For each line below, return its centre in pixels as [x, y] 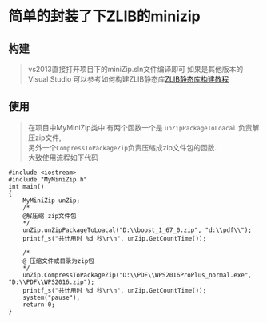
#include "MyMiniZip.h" [48, 179]
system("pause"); [52, 297]
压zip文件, [44, 138]
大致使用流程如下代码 [63, 158]
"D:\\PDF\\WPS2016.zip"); [51, 282]
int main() [26, 186]
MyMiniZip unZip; [52, 201]
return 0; [39, 305]
